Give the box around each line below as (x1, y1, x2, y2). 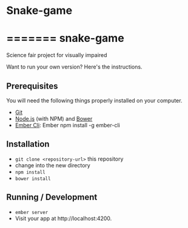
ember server (15, 209, 49, 215)
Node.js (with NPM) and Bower (15, 115, 93, 122)
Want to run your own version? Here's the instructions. (6, 63, 143, 70)
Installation (6, 139, 50, 149)
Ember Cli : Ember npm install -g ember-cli (15, 121, 120, 129)
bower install (15, 175, 51, 182)
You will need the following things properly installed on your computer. (6, 96, 183, 104)
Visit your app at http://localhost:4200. (15, 215, 112, 222)
